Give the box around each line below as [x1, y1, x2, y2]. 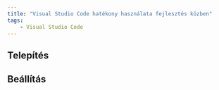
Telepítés [7, 49, 49, 61]
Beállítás [7, 73, 46, 85]
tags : [7, 17, 23, 24]
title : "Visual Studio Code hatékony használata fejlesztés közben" [7, 10, 213, 18]
